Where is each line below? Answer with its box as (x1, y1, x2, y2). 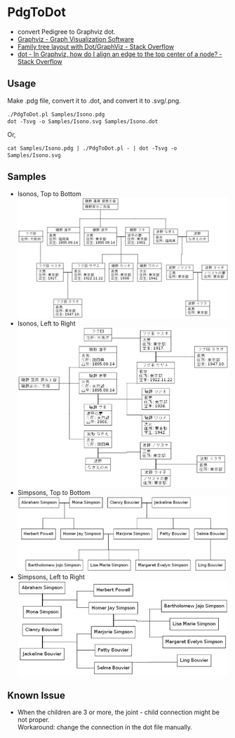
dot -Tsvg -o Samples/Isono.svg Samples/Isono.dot (7, 117, 159, 125)
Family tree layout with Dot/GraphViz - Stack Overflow (17, 42, 175, 51)
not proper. (17, 715, 51, 724)
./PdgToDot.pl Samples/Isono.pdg (7, 110, 105, 118)
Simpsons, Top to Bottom (17, 488, 91, 497)
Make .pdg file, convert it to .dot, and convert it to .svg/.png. (7, 96, 181, 105)
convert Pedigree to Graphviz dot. (17, 27, 116, 36)
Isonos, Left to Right (17, 319, 76, 328)
